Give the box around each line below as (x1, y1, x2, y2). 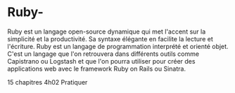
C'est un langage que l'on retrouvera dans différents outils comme (7, 50, 199, 58)
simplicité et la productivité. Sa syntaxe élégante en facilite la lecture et (7, 34, 213, 43)
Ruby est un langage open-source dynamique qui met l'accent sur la (7, 27, 206, 36)
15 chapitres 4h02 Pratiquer (7, 78, 88, 86)
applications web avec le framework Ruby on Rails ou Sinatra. (7, 64, 186, 73)
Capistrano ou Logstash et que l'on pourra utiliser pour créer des (7, 57, 196, 65)
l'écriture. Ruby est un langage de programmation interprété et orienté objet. (7, 42, 229, 50)
